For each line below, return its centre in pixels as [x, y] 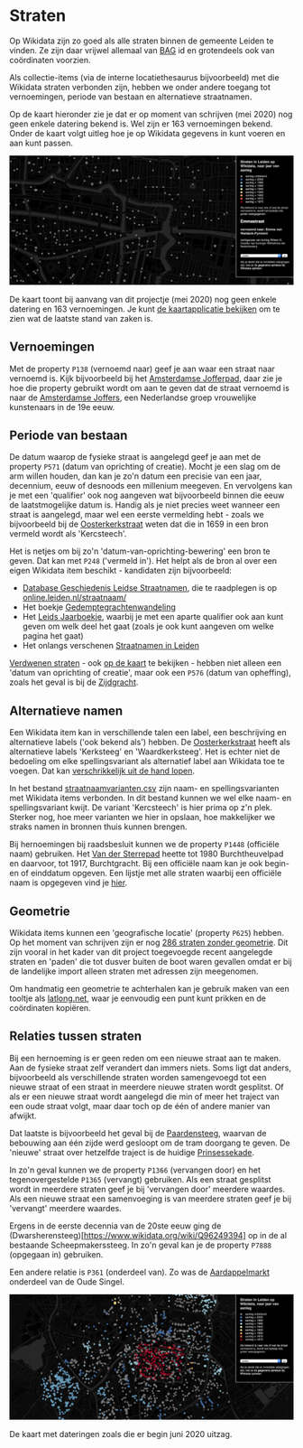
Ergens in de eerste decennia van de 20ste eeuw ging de [115, 1226]
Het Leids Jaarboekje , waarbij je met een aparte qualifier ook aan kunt [153, 617]
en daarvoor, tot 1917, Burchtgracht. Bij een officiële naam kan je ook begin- [150, 864]
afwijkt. [23, 1116]
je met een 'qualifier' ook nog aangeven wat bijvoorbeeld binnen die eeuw [147, 495]
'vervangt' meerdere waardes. [65, 1208]
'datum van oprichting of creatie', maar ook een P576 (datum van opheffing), [150, 673]
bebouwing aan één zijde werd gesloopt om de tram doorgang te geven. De [150, 1143]
